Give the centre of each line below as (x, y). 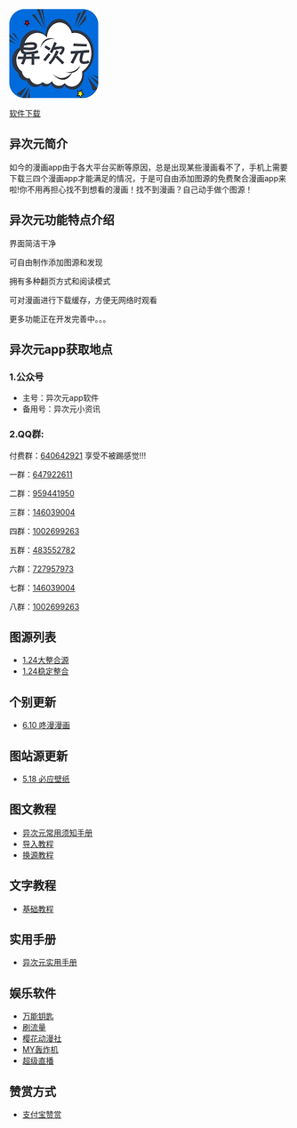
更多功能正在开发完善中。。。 (60, 318)
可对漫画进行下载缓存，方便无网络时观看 (83, 300)
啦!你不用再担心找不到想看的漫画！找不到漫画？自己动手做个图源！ (131, 189)
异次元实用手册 (49, 963)
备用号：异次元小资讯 (61, 409)
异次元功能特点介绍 (62, 220)
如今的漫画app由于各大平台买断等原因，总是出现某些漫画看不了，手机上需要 (149, 167)
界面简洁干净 (32, 243)
